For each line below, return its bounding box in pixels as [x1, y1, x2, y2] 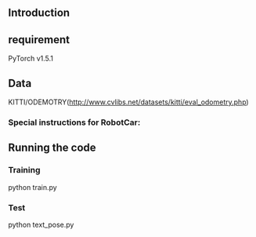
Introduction [8, 6, 70, 20]
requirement [8, 33, 70, 46]
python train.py [8, 182, 57, 191]
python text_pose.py [8, 220, 74, 229]
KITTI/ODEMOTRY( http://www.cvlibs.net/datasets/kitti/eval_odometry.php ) [8, 97, 249, 107]
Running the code [8, 141, 96, 155]
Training [8, 165, 41, 176]
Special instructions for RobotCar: [8, 117, 141, 128]
